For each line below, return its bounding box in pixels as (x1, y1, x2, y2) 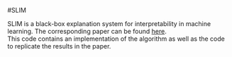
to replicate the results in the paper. (7, 42, 111, 50)
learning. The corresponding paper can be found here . (7, 27, 167, 35)
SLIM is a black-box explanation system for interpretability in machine (7, 20, 211, 27)
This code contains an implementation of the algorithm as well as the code (7, 34, 225, 43)
